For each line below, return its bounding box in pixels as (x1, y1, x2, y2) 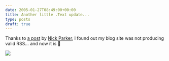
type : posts (5, 17, 30, 22)
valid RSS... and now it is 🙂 (5, 41, 61, 47)
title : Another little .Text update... (5, 12, 90, 17)
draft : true (5, 21, 30, 27)
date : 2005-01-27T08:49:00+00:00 (5, 7, 76, 13)
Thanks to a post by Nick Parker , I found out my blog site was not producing (5, 35, 164, 41)
